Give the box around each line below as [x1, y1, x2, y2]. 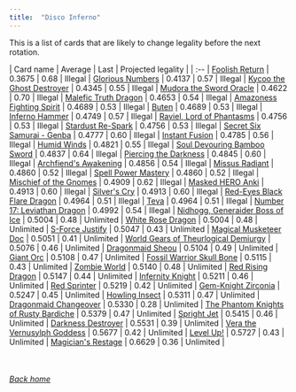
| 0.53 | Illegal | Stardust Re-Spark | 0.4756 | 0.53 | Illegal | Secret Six [9, 120, 261, 131]
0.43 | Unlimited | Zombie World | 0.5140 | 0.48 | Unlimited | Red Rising [9, 261, 269, 272]
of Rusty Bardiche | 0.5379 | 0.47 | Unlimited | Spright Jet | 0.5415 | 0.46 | [9, 308, 278, 319]
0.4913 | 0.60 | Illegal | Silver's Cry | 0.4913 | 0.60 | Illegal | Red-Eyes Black [9, 186, 283, 196]
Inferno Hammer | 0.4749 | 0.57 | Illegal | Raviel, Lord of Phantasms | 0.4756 [9, 111, 288, 121]
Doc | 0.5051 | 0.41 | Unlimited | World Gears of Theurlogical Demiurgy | [9, 233, 271, 243]
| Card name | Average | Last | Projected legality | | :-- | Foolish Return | [9, 64, 269, 74]
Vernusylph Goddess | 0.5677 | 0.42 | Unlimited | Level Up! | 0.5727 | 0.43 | [9, 327, 285, 337]
